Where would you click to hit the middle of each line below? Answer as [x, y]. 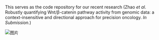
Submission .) [18, 22]
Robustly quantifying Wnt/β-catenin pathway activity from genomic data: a [80, 12]
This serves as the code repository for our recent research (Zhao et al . [76, 7]
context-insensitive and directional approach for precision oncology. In [76, 17]
